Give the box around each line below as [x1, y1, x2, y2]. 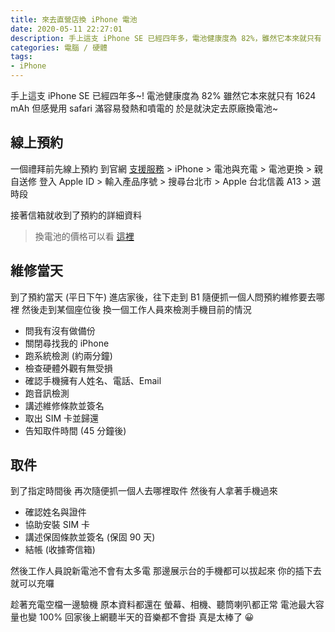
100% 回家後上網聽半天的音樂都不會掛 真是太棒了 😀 [38, 611, 255, 623]
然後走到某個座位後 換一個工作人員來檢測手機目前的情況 [21, 303, 252, 315]
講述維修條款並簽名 [24, 399, 105, 411]
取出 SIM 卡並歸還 [24, 412, 100, 424]
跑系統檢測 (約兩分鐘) [24, 349, 113, 361]
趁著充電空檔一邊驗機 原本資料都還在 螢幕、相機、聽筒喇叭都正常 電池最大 [10, 599, 316, 611]
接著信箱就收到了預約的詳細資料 [10, 209, 142, 221]
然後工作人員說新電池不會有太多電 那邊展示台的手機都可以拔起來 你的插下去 [10, 565, 322, 577]
